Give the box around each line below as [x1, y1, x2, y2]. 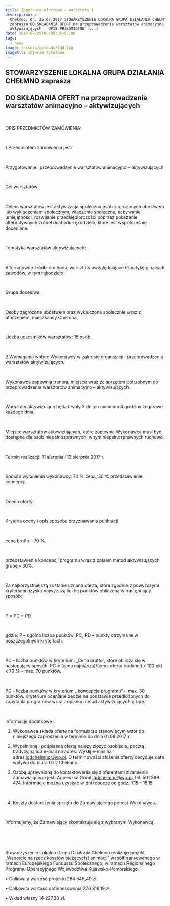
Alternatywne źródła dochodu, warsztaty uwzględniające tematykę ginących [5, 264, 165, 270]
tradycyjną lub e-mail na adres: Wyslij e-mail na [12, 748, 112, 754]
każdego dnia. [5, 409, 35, 415]
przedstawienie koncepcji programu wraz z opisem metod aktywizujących [5, 557, 160, 563]
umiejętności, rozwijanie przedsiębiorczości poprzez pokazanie [5, 214, 138, 220]
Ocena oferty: [5, 498, 34, 504]
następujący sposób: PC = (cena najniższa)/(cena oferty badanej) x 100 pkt [5, 662, 163, 669]
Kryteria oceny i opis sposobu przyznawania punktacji [5, 518, 118, 524]
